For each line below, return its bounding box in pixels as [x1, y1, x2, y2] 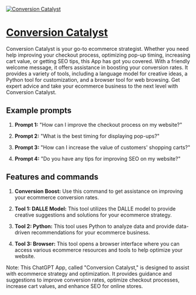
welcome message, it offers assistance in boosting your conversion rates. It [6, 64, 188, 71]
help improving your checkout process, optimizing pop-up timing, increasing [6, 51, 191, 58]
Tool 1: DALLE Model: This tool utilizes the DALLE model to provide [14, 205, 176, 212]
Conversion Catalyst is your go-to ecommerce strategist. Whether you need [6, 45, 189, 52]
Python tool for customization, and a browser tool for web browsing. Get [6, 76, 180, 83]
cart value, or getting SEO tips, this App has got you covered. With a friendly [6, 57, 190, 64]
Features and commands [6, 172, 98, 182]
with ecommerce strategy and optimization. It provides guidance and [6, 270, 172, 277]
